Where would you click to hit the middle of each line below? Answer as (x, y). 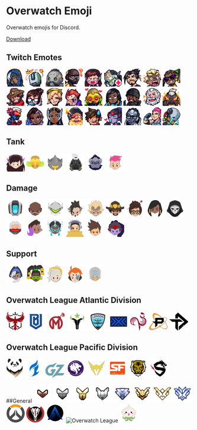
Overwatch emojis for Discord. (43, 27)
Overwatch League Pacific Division (72, 348)
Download (19, 39)
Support (22, 254)
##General (19, 401)
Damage (22, 188)
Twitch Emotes (34, 58)
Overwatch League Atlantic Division (74, 300)
